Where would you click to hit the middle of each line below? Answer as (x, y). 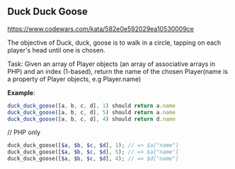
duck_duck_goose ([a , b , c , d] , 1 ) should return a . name (91, 106)
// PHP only (24, 132)
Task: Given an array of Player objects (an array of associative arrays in (111, 64)
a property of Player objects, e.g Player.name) (74, 79)
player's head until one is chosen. (56, 50)
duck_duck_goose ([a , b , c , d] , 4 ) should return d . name (91, 119)
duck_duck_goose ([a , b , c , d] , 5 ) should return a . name (91, 112)
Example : (21, 92)
